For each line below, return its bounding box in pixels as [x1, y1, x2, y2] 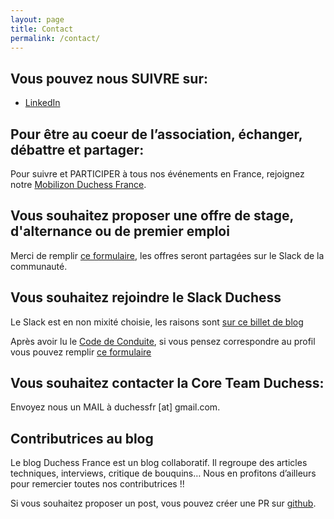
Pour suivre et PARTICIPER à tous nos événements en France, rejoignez [10, 168, 305, 180]
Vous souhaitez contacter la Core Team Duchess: [10, 375, 325, 392]
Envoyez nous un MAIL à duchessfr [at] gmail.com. [10, 401, 221, 413]
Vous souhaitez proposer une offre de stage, [10, 207, 294, 225]
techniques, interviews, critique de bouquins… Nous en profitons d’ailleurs [10, 467, 317, 480]
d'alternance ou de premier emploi [10, 223, 230, 240]
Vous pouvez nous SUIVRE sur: [10, 70, 208, 87]
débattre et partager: [10, 141, 145, 158]
